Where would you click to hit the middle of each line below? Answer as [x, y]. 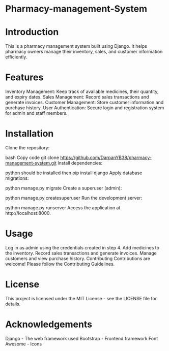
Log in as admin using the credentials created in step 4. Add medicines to [82, 247]
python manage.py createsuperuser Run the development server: [74, 198]
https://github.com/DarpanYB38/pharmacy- [106, 157]
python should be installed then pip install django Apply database [74, 173]
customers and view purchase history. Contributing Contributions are [78, 258]
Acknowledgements [49, 324]
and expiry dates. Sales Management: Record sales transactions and [77, 97]
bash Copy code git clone [32, 157]
